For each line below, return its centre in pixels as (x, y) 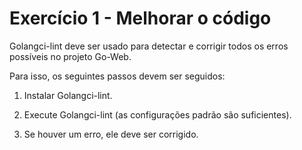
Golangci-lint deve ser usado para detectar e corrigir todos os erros (149, 46)
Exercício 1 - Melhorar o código (140, 18)
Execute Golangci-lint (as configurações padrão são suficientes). (157, 114)
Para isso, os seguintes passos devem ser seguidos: (117, 76)
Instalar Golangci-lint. (68, 95)
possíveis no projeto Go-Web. (70, 56)
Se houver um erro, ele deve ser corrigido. (111, 134)
